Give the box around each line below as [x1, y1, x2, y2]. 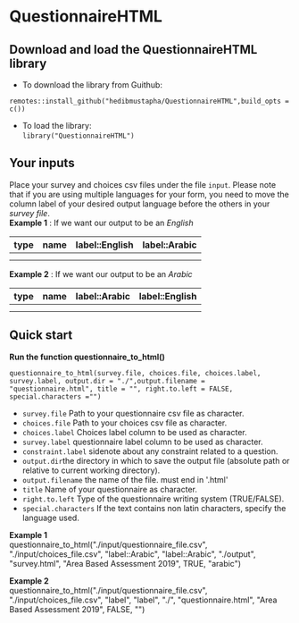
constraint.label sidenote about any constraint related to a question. [21, 445, 278, 457]
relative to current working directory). [21, 465, 161, 476]
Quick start [9, 328, 73, 343]
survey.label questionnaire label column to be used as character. [21, 436, 263, 447]
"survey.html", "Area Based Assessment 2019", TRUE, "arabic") [9, 558, 242, 568]
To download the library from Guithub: [21, 80, 163, 90]
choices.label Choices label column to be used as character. [21, 426, 247, 437]
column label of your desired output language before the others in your [9, 198, 270, 209]
